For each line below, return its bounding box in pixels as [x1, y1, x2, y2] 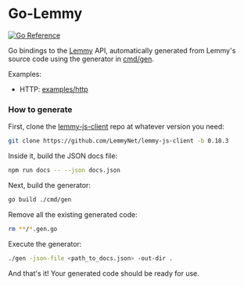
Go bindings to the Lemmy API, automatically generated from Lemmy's [8, 45, 236, 55]
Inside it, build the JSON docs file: [8, 151, 118, 161]
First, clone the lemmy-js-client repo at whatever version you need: [8, 122, 224, 132]
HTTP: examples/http [19, 84, 88, 94]
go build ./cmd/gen [8, 195, 72, 204]
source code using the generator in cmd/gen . [8, 54, 154, 63]
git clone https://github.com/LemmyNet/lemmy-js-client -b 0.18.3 [8, 137, 229, 145]
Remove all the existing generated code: [8, 209, 138, 219]
